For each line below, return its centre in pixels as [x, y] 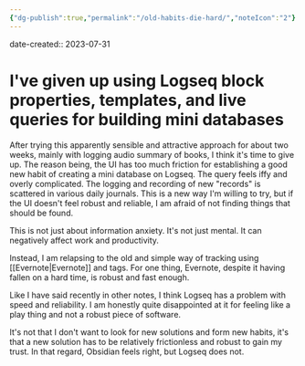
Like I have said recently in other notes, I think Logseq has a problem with [147, 295]
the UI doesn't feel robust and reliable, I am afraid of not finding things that [150, 203]
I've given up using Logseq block [137, 81]
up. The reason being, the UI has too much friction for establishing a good [148, 164]
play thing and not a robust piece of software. [95, 314]
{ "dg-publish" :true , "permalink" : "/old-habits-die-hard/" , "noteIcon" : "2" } [153, 18]
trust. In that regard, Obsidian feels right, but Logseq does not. [127, 351]
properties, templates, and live [128, 100]
